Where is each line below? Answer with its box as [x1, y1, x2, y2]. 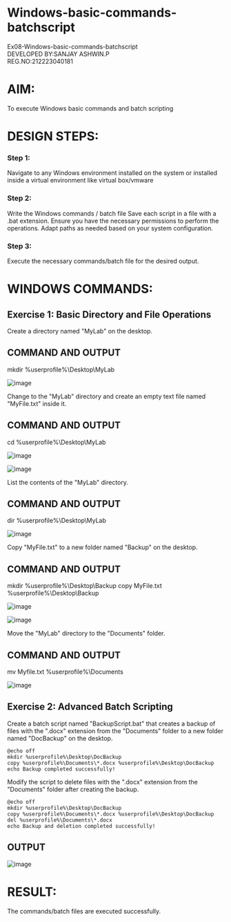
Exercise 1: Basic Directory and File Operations [7, 308, 212, 320]
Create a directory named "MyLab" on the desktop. [7, 326, 153, 335]
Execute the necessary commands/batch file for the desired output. [7, 257, 199, 265]
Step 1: [7, 153, 30, 163]
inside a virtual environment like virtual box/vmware [7, 176, 154, 185]
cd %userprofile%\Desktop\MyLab [7, 438, 106, 446]
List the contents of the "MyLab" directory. [7, 478, 129, 486]
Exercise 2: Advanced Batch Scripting [7, 701, 174, 713]
